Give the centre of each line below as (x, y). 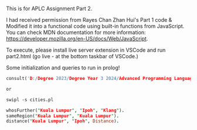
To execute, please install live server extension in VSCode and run (86, 50)
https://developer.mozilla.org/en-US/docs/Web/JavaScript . (77, 39)
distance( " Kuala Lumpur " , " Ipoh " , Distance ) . (62, 121)
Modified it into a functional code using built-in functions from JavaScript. (95, 26)
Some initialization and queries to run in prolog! (63, 68)
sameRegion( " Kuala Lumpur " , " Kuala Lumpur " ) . (62, 116)
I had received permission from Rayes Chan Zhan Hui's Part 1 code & (89, 20)
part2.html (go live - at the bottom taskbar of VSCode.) (72, 56)
